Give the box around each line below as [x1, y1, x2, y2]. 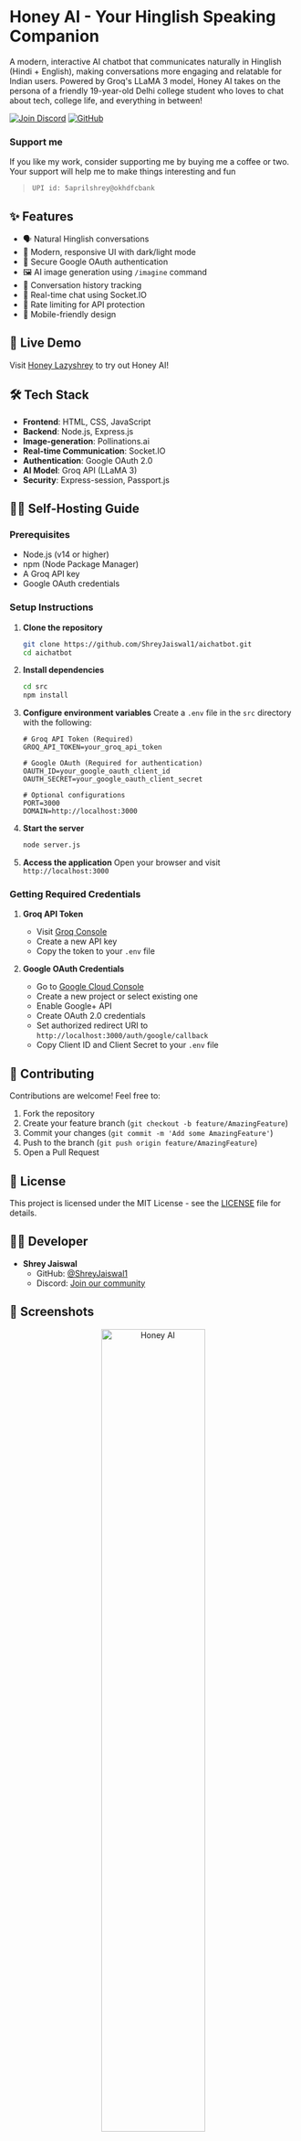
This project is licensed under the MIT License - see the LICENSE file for [9, 1197, 281, 1208]
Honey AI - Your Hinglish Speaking [9, 6, 276, 27]
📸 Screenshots [9, 1304, 95, 1320]
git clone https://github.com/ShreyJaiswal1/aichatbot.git [22, 639, 253, 648]
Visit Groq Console [36, 926, 108, 937]
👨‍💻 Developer [9, 1234, 88, 1249]
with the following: [22, 717, 93, 728]
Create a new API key [36, 936, 118, 947]
